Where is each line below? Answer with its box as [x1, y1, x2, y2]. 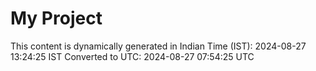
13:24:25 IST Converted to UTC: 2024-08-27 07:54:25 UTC [10, 50, 255, 62]
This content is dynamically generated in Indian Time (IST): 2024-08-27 [10, 40, 307, 52]
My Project [10, 7, 103, 30]
